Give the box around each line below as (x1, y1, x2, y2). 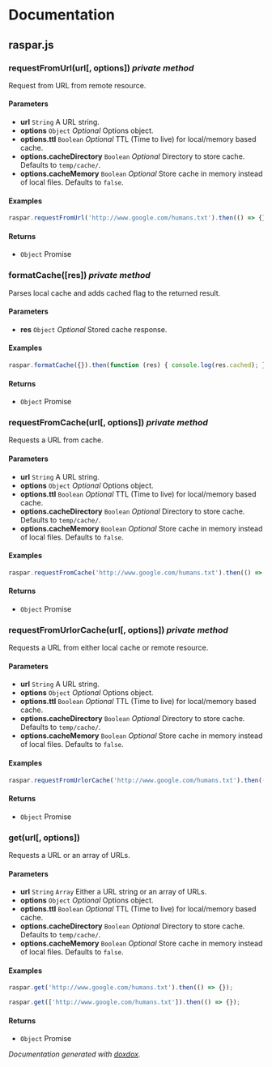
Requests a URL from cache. (8, 435, 104, 445)
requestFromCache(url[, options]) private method (8, 417, 209, 429)
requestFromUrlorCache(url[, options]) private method (8, 624, 229, 635)
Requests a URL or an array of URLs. (8, 851, 131, 860)
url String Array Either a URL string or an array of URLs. (19, 887, 207, 897)
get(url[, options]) (8, 832, 81, 843)
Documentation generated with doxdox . (8, 1049, 141, 1059)
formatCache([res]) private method (8, 270, 151, 281)
